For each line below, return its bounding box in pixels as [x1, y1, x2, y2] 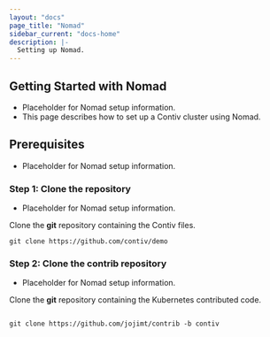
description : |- [9, 37, 69, 47]
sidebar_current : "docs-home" [9, 29, 121, 38]
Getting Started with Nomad [9, 79, 167, 94]
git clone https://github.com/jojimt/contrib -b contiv [9, 319, 220, 328]
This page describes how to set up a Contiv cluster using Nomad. [21, 111, 261, 122]
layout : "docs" [9, 12, 66, 22]
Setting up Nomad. [17, 46, 86, 55]
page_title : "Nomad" [9, 21, 86, 30]
